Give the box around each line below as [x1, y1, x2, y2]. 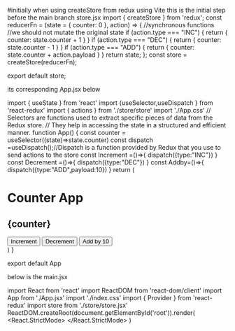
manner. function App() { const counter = [7, 129, 126, 136]
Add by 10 [83, 238, 110, 245]
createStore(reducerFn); [7, 58, 78, 66]
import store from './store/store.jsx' [27, 301, 128, 309]
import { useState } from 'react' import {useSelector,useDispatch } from [7, 99, 213, 107]
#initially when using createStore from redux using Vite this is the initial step [7, 6, 226, 14]
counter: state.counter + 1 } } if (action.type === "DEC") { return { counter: [7, 36, 222, 44]
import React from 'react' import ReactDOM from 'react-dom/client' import [7, 286, 222, 295]
